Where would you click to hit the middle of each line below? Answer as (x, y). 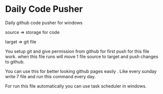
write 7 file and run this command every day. (50, 76)
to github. (15, 62)
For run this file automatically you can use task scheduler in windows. (76, 86)
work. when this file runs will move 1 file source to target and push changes (82, 56)
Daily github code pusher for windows (44, 23)
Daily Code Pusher (44, 9)
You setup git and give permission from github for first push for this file (77, 51)
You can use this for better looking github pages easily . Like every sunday (81, 71)
